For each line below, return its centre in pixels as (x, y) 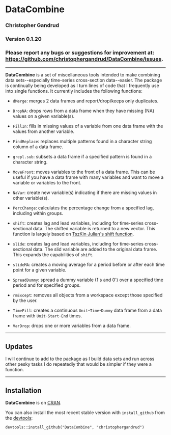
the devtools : (19, 418)
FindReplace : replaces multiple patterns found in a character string (82, 142)
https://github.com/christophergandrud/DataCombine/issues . (84, 59)
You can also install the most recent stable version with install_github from (85, 412)
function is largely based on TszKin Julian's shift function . (73, 234)
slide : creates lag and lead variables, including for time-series (78, 244)
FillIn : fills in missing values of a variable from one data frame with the (88, 126)
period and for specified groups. (47, 285)
